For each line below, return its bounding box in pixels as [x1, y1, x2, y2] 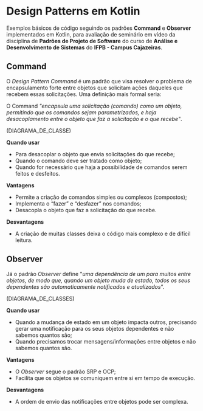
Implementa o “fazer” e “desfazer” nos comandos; [15, 199, 142, 207]
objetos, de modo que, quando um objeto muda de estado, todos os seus [6, 277, 190, 284]
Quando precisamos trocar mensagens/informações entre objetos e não [15, 337, 196, 345]
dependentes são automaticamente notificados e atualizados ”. [6, 283, 165, 290]
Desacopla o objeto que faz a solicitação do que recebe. [15, 206, 157, 213]
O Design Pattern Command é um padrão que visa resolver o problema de [6, 77, 193, 85]
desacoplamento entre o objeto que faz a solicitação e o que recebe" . [6, 115, 182, 122]
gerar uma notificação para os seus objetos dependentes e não [15, 325, 174, 332]
